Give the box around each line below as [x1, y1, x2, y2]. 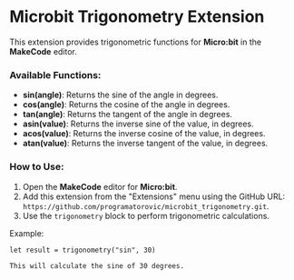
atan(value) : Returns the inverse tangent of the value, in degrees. [22, 138, 269, 149]
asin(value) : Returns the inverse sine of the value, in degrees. [22, 118, 254, 129]
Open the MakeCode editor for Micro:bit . [22, 181, 178, 192]
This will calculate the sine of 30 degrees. [9, 261, 184, 270]
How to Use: [9, 161, 64, 174]
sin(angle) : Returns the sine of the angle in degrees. [22, 89, 219, 101]
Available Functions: [9, 68, 102, 81]
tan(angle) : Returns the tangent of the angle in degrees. [22, 109, 233, 120]
